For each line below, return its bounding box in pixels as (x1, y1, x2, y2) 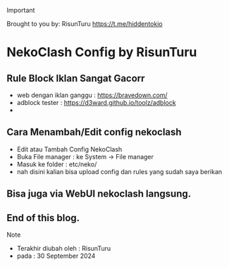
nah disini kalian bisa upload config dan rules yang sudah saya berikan (16, 167, 223, 175)
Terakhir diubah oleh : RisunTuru (16, 244, 111, 253)
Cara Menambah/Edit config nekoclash (6, 126, 182, 138)
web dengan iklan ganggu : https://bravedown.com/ (16, 91, 168, 99)
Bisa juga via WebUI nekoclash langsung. (6, 188, 192, 200)
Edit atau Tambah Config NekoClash (16, 144, 123, 154)
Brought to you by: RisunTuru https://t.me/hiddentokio (6, 20, 163, 27)
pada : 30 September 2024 (16, 252, 96, 260)
